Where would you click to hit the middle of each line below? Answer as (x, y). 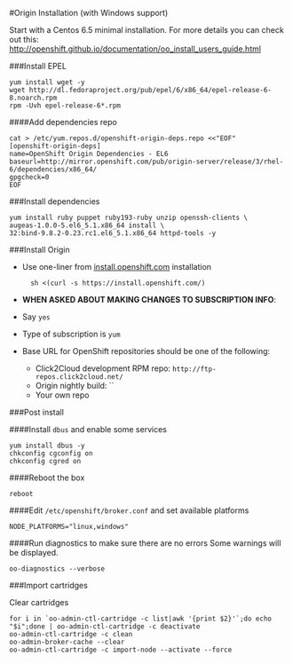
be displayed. (34, 552)
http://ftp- (194, 369)
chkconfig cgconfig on (51, 454)
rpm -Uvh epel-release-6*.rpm (65, 106)
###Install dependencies (55, 201)
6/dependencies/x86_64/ (53, 170)
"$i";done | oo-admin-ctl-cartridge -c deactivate (105, 627)
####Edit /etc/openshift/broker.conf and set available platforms (129, 510)
